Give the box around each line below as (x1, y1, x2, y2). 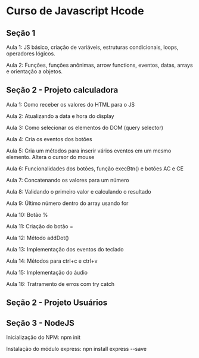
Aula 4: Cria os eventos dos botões (6, 135, 92, 142)
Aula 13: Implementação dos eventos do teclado (6, 245, 124, 253)
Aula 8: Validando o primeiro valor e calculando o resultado (6, 188, 151, 195)
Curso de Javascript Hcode (6, 4, 144, 18)
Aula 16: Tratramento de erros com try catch (6, 280, 115, 287)
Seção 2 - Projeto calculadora (6, 85, 119, 95)
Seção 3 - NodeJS (6, 317, 74, 328)
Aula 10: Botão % (6, 211, 48, 218)
